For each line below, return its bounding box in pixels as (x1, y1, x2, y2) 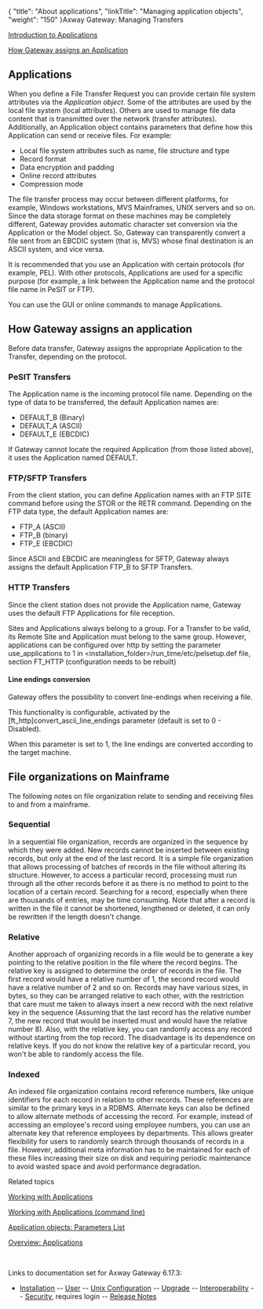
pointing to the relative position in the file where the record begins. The (8, 957, 238, 968)
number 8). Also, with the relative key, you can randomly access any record (8, 1024, 253, 1034)
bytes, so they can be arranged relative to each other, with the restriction (8, 991, 244, 1001)
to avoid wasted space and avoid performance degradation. (8, 1161, 202, 1172)
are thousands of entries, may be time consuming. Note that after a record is (8, 895, 256, 905)
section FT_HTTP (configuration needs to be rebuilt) (8, 657, 177, 666)
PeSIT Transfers (8, 371, 71, 382)
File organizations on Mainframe (8, 771, 170, 784)
